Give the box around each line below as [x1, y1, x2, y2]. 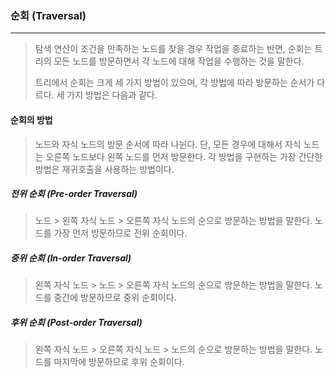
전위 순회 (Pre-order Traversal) [10, 188, 138, 200]
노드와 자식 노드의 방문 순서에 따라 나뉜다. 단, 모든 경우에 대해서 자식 [34, 138, 302, 150]
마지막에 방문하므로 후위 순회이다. [53, 356, 185, 368]
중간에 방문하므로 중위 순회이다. [53, 292, 177, 304]
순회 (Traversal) [10, 8, 87, 22]
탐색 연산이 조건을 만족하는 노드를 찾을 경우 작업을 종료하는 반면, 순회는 [34, 43, 313, 55]
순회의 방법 [10, 113, 53, 126]
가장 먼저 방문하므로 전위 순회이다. [53, 227, 188, 239]
